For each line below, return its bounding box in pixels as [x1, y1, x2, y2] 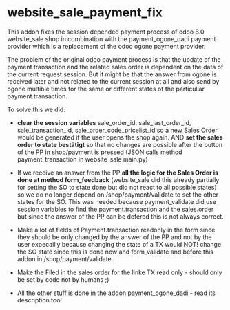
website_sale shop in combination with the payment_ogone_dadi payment [7, 34, 216, 43]
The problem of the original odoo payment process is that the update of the [7, 55, 222, 63]
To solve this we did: [7, 105, 65, 113]
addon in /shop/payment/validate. [17, 254, 114, 263]
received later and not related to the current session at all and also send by [7, 77, 220, 85]
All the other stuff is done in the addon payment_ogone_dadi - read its [17, 289, 216, 297]
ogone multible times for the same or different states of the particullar [7, 85, 205, 93]
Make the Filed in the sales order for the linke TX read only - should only [17, 268, 222, 276]
